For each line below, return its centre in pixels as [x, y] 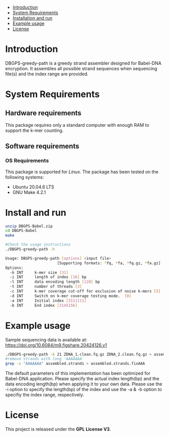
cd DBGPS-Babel [21, 231]
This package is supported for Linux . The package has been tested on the [82, 172]
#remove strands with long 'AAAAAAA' [45, 359]
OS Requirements [27, 161]
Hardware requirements [43, 113]
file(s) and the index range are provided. [47, 74]
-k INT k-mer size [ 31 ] [39, 272]
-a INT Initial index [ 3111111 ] [48, 301]
